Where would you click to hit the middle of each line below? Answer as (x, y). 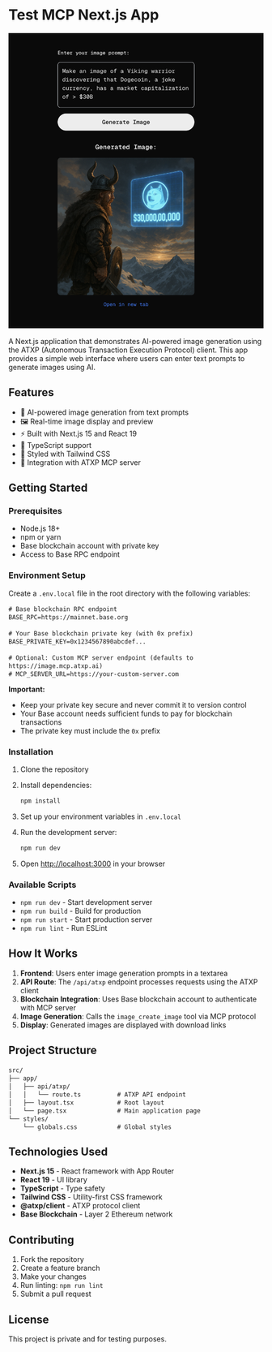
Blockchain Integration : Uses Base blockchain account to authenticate (138, 999)
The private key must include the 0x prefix (90, 730)
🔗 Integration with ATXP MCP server (81, 462)
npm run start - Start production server (86, 919)
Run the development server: (68, 832)
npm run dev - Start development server (86, 902)
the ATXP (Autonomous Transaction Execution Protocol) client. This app (128, 350)
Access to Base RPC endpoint (70, 554)
